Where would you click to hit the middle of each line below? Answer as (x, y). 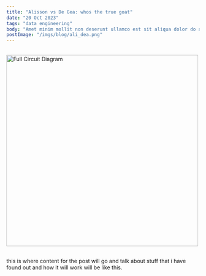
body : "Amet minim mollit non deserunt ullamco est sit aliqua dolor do (101, 29)
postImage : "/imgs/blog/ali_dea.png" (55, 35)
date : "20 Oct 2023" (33, 18)
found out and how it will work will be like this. (64, 267)
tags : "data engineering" (39, 23)
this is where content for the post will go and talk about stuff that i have (96, 261)
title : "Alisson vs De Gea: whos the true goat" (70, 12)
